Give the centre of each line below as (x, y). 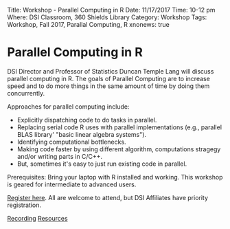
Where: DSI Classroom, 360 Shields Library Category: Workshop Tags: (107, 17)
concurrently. (26, 93)
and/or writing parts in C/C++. (60, 156)
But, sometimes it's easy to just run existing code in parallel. (102, 164)
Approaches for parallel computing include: (68, 107)
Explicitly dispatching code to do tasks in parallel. (87, 120)
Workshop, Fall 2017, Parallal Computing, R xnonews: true (88, 24)
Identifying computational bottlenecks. (71, 142)
